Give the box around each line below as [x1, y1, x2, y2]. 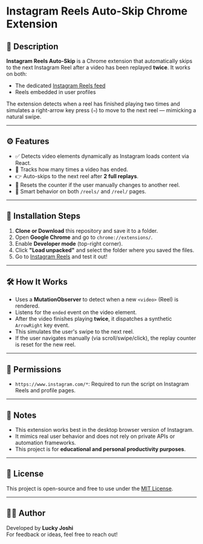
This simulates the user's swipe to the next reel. [14, 328, 134, 335]
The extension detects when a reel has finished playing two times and [6, 100, 180, 107]
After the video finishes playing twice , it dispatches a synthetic [14, 315, 172, 323]
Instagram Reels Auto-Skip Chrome [6, 4, 188, 18]
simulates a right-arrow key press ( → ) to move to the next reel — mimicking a [6, 107, 196, 113]
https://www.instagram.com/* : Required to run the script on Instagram [14, 380, 189, 388]
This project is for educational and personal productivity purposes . [14, 446, 186, 453]
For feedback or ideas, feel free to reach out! [6, 531, 118, 538]
